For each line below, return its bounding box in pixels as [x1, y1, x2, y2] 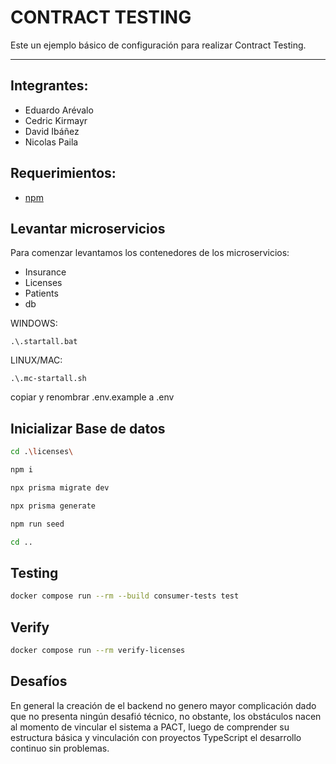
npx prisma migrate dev [10, 482, 110, 493]
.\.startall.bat [10, 337, 78, 347]
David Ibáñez [24, 125, 80, 137]
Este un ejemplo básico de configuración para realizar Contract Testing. [10, 39, 307, 51]
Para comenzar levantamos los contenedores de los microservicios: [10, 247, 290, 259]
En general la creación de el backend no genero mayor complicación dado [10, 699, 317, 711]
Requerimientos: [10, 165, 117, 182]
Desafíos [10, 673, 68, 690]
